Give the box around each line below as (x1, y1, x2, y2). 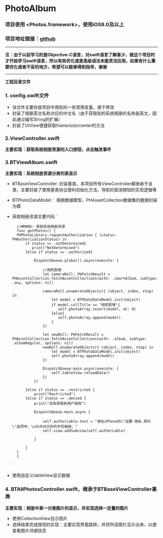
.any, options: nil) (12, 280, 54, 286)
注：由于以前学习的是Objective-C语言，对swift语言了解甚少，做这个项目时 (5, 52, 155, 58)
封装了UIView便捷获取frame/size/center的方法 (12, 122, 105, 128)
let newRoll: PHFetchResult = (43, 332, 104, 337)
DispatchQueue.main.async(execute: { (43, 366, 119, 371)
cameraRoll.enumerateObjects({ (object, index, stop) (43, 289, 154, 294)
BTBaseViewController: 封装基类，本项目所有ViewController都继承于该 (12, 181, 153, 187)
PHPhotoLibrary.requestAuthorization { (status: (16, 233, 117, 238)
